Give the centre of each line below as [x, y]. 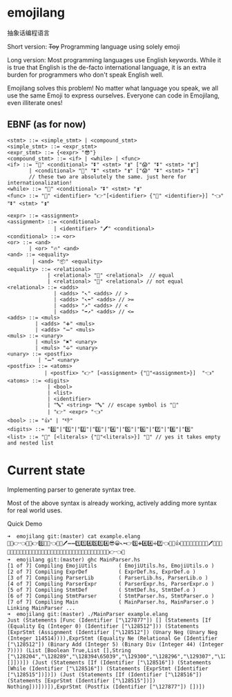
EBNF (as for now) [47, 125]
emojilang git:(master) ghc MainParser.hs [78, 559]
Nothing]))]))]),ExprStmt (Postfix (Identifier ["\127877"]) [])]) [106, 687]
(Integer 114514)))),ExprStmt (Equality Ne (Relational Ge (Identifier [112, 638]
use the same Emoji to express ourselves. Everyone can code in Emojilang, [113, 95]
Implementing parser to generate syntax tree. [71, 490]
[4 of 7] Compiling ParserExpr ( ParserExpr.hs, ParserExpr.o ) [111, 584]
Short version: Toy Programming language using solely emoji [94, 46]
